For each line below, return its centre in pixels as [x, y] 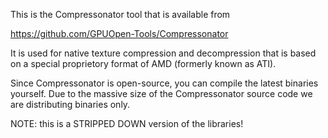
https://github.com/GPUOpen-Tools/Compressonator [119, 33]
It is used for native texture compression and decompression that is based [163, 53]
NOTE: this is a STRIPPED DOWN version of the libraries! [127, 123]
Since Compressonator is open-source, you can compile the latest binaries [164, 83]
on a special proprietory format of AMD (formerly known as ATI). [143, 63]
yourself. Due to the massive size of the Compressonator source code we [161, 93]
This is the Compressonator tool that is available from [120, 14]
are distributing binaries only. [70, 104]
